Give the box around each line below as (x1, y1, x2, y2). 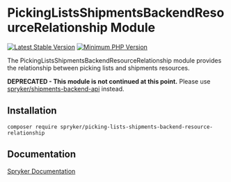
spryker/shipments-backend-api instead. (7, 84, 125, 93)
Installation (7, 105, 57, 116)
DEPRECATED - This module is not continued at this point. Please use (7, 77, 211, 85)
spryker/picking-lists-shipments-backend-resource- (60, 123, 214, 130)
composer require (7, 123, 58, 130)
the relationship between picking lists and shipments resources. (7, 63, 190, 72)
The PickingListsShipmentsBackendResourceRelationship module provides (7, 56, 222, 64)
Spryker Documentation (7, 167, 76, 175)
